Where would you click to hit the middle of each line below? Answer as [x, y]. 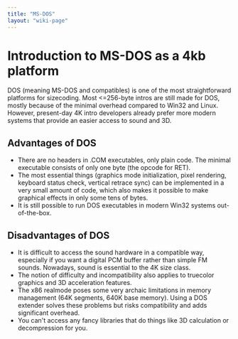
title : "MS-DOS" [31, 14]
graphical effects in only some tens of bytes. [83, 198]
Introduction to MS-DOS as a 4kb [107, 56]
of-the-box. [34, 213]
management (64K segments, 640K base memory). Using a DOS [112, 298]
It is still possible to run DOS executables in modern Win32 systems [117, 205]
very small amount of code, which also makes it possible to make [113, 190]
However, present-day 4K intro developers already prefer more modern [112, 113]
